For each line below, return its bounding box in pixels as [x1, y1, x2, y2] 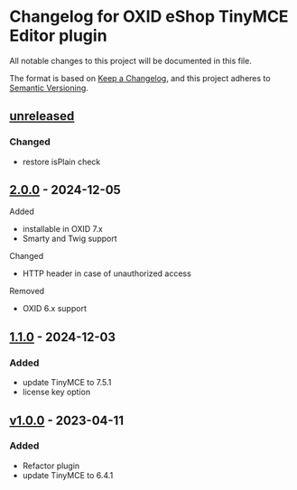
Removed [9, 286, 45, 297]
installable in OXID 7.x [22, 224, 104, 235]
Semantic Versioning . [9, 82, 88, 93]
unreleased [9, 108, 75, 124]
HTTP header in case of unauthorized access [22, 268, 191, 279]
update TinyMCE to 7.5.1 [22, 377, 112, 388]
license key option [22, 386, 91, 398]
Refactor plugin [22, 460, 80, 471]
